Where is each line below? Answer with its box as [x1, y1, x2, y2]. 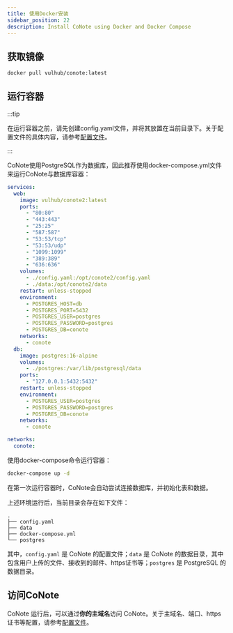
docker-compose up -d [7, 470, 70, 477]
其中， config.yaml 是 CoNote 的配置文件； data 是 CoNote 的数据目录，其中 [7, 549, 224, 558]
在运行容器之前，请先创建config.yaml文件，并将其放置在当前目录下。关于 [7, 123, 218, 132]
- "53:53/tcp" [25, 235, 67, 243]
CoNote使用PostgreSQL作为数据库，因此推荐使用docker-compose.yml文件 [7, 161, 223, 169]
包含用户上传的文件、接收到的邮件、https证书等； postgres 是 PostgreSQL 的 [7, 558, 226, 567]
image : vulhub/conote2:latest [19, 197, 108, 204]
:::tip [7, 109, 20, 118]
